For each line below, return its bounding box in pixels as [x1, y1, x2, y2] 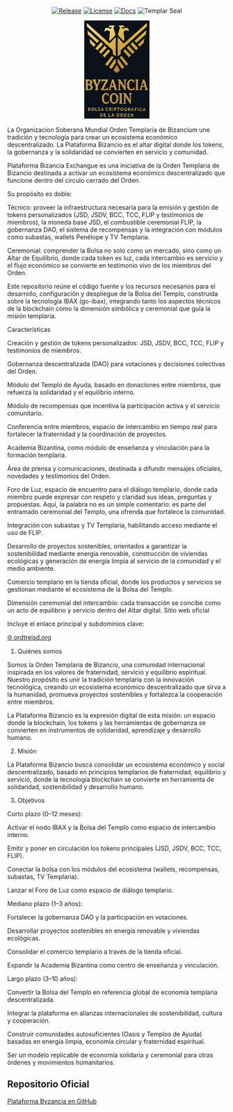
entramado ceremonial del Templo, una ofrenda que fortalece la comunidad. [7, 508, 226, 516]
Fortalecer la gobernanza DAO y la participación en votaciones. [7, 913, 189, 921]
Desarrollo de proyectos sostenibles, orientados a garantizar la [7, 542, 187, 550]
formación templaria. [7, 451, 67, 459]
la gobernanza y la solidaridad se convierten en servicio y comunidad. [7, 148, 209, 156]
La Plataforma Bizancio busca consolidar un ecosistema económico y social [7, 760, 225, 769]
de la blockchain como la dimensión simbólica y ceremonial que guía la [7, 304, 211, 313]
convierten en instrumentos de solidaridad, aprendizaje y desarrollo [7, 726, 201, 734]
